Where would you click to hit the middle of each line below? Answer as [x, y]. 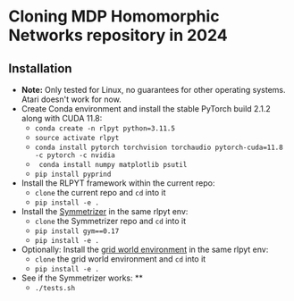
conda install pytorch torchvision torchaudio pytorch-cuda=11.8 [159, 147]
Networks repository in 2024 [118, 35]
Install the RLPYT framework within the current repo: [118, 183]
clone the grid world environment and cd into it [120, 259]
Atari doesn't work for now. [71, 99]
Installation [40, 68]
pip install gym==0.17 [77, 231]
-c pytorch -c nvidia [75, 155]
